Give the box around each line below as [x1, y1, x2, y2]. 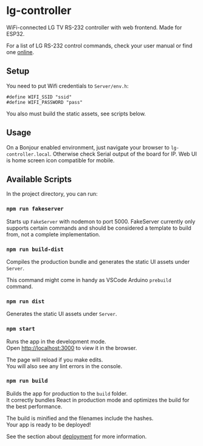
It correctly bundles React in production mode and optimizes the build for [6, 396, 190, 403]
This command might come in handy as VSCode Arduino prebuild [6, 276, 171, 283]
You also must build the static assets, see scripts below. [6, 110, 146, 117]
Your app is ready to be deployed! [6, 420, 91, 428]
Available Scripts [6, 174, 72, 184]
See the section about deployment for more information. [6, 433, 147, 440]
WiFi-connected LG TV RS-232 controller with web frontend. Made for [6, 24, 182, 31]
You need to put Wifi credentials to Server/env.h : [6, 82, 129, 89]
